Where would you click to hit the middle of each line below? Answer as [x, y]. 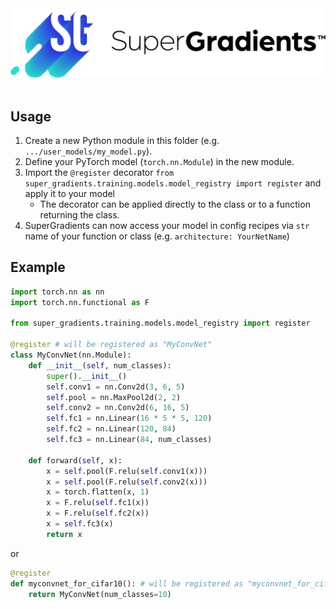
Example [38, 267]
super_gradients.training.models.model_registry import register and [173, 183]
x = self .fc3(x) [80, 524]
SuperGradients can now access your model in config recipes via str [167, 226]
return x [64, 534]
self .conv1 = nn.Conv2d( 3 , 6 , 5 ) [116, 387]
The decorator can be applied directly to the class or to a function [175, 204]
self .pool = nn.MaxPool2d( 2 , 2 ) [114, 397]
